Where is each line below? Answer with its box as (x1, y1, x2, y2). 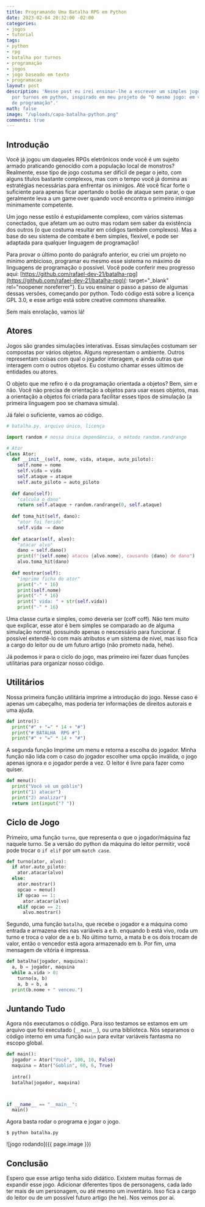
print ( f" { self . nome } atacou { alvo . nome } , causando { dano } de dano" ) (17, 553, 195, 559)
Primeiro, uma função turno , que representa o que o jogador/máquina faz (6, 834, 191, 841)
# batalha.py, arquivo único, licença (6, 423, 105, 429)
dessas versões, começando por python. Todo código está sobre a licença (6, 290, 195, 297)
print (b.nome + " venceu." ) (12, 986, 84, 993)
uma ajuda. (6, 706, 35, 714)
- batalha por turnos (6, 54, 62, 61)
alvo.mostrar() (22, 909, 62, 915)
